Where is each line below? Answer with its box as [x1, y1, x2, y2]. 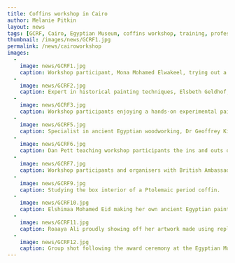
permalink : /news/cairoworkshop [7, 43, 101, 50]
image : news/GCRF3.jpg [20, 102, 86, 109]
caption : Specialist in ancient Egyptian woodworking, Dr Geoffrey [20, 128, 220, 135]
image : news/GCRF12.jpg [20, 238, 90, 245]
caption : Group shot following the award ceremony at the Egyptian [20, 245, 220, 252]
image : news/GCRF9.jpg [20, 180, 86, 187]
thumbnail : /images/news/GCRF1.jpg [7, 36, 111, 43]
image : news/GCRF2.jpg [20, 82, 86, 89]
